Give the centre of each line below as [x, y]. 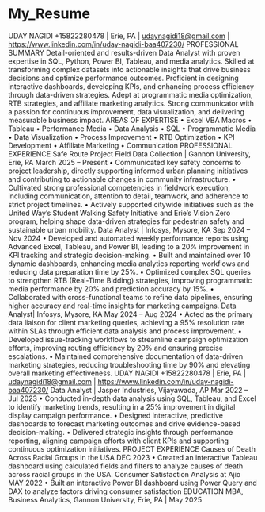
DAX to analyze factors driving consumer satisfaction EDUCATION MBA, [126, 491]
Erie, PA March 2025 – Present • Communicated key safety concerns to [125, 162]
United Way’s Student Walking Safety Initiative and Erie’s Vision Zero [119, 213]
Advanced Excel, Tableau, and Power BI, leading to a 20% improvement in [129, 246]
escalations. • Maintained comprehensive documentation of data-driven [126, 356]
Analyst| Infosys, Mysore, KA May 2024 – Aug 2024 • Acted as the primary [131, 314]
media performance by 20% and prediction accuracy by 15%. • [112, 289]
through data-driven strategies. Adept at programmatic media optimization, [131, 94]
